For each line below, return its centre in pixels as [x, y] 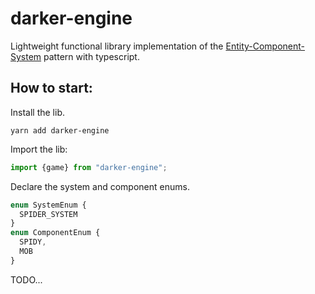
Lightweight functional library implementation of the [117, 46]
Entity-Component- [265, 46]
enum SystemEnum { [48, 205]
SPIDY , [33, 242]
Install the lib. [37, 112]
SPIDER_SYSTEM [48, 214]
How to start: [51, 88]
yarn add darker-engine [60, 130]
